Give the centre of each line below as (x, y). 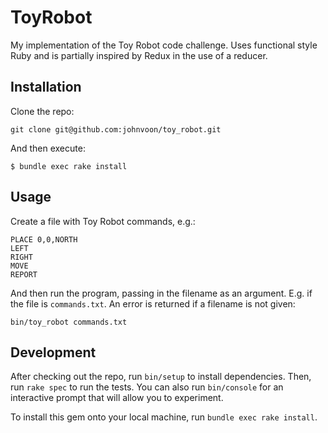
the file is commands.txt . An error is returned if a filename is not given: (153, 303)
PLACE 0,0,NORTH (44, 239)
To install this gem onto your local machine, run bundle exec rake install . (164, 417)
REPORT (24, 274)
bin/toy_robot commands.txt (69, 322)
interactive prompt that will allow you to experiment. (117, 398)
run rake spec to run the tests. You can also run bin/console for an (147, 387)
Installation (46, 87)
